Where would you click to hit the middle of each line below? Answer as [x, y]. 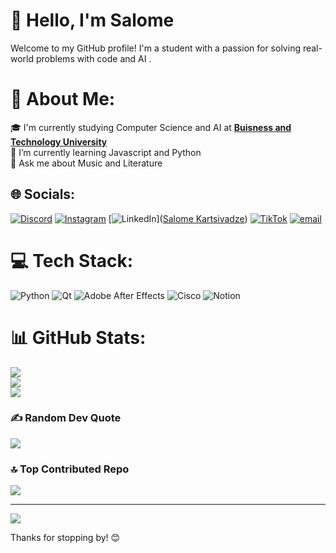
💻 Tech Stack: [72, 260]
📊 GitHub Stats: [78, 337]
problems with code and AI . [93, 58]
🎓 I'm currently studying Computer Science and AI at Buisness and [151, 127]
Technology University [59, 141]
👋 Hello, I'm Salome [92, 20]
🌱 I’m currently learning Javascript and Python [106, 152]
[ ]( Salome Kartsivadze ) [178, 218]
